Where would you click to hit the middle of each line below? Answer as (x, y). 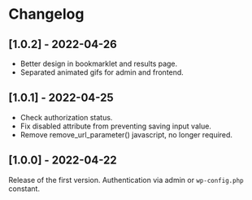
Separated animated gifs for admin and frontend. (102, 72)
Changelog (46, 14)
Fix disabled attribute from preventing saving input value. (115, 126)
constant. (24, 189)
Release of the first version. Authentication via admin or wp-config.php (126, 180)
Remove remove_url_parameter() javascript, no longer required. (126, 134)
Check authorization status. (66, 117)
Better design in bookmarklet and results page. (99, 63)
